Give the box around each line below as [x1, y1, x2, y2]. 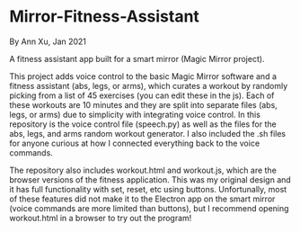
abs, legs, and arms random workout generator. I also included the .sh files [9, 128, 286, 138]
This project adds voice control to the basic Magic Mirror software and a [9, 70, 277, 82]
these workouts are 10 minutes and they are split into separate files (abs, [9, 99, 278, 110]
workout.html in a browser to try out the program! [9, 212, 192, 223]
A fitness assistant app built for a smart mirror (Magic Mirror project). [9, 53, 265, 64]
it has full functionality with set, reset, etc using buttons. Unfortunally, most [9, 183, 287, 194]
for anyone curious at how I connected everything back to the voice [9, 138, 260, 148]
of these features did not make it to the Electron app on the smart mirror [9, 193, 276, 204]
